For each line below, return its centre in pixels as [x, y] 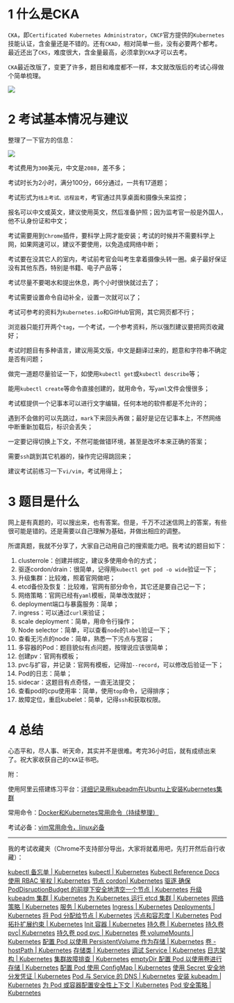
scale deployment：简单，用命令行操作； [77, 621]
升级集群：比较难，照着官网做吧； [67, 578]
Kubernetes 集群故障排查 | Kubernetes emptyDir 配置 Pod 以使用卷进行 [120, 959]
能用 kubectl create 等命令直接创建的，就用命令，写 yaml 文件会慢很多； [109, 388]
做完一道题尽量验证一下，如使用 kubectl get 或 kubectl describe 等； [105, 373]
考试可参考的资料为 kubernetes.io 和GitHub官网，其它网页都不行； [102, 312]
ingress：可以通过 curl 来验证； [62, 612]
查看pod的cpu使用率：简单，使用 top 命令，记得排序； [94, 691]
